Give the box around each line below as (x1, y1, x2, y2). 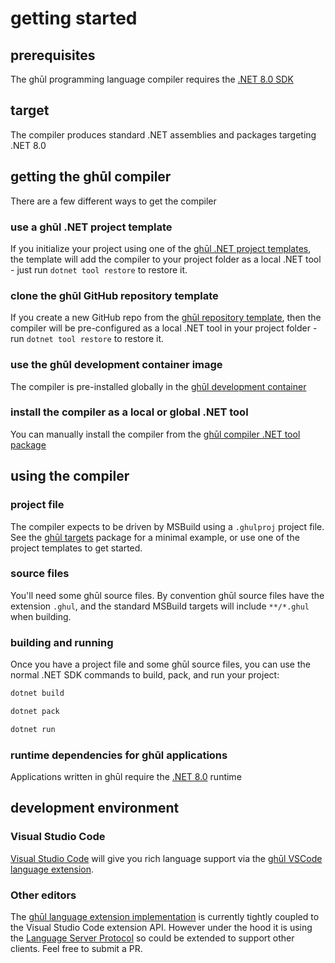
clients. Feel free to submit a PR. (10, 943, 143, 954)
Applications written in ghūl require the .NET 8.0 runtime (10, 771, 242, 783)
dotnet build (10, 688, 65, 699)
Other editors (10, 888, 77, 902)
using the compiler (10, 468, 130, 485)
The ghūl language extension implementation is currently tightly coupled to (10, 911, 320, 922)
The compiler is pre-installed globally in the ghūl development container (10, 380, 307, 392)
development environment (10, 800, 180, 817)
